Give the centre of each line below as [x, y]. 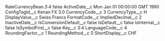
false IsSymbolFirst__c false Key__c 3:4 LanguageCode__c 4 [66, 28]
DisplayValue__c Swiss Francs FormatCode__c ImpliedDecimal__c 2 [73, 17]
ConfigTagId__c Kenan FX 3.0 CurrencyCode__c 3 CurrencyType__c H [76, 12]
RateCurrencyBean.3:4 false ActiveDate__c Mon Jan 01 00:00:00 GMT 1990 [82, 7]
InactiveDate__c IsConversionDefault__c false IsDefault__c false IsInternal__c [83, 22]
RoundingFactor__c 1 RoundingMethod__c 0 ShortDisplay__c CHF [71, 33]
